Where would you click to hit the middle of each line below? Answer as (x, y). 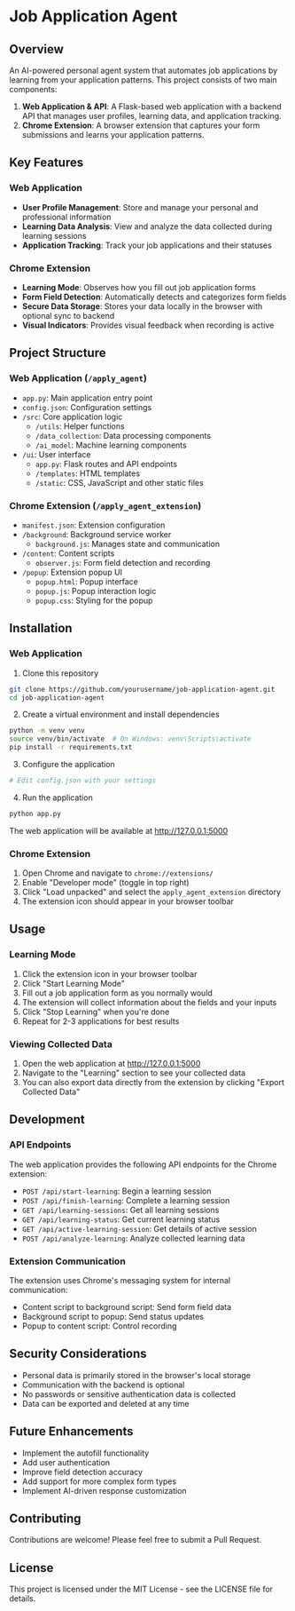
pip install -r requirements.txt (71, 748)
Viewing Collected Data (61, 1044)
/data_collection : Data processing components (123, 435)
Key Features (47, 163)
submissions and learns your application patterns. (113, 135)
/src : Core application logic (72, 417)
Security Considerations (78, 1354)
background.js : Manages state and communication (127, 544)
